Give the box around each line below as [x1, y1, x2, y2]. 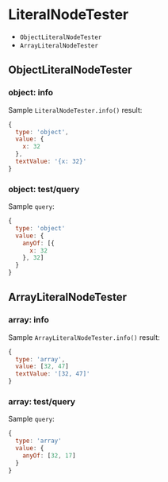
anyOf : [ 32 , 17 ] [22, 452, 77, 460]
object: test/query [8, 183, 80, 195]
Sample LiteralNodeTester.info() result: [8, 105, 143, 114]
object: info [8, 87, 54, 98]
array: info [8, 314, 49, 326]
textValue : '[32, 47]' [15, 370, 90, 378]
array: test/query [8, 396, 76, 407]
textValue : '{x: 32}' [15, 157, 87, 165]
